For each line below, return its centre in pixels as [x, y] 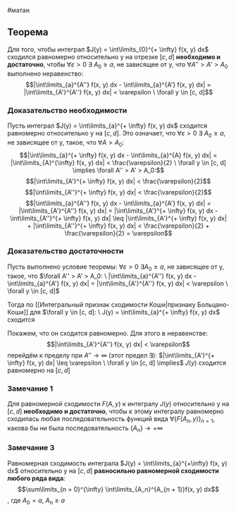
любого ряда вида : [36, 478]
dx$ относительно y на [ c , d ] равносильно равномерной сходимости [113, 470]
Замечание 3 [31, 448]
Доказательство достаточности [66, 251]
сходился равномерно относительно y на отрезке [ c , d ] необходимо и [114, 56]
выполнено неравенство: [45, 73]
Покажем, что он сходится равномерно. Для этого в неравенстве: [108, 333]
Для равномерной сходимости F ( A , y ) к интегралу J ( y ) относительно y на [118, 403]
